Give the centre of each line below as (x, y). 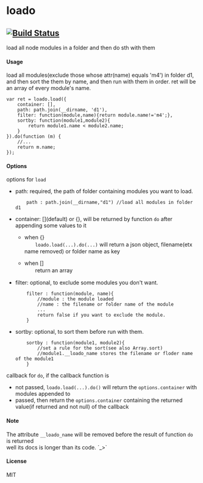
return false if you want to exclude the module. (101, 315)
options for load (26, 180)
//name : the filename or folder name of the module (106, 305)
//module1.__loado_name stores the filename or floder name (115, 354)
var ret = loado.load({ (37, 99)
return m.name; (37, 147)
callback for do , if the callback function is (58, 376)
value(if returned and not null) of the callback (72, 407)
